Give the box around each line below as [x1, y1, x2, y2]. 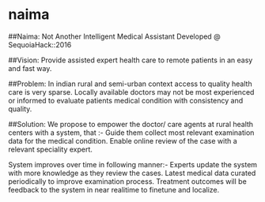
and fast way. [8, 63, 52, 73]
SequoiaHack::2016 [8, 39, 72, 49]
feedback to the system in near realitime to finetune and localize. [8, 185, 220, 194]
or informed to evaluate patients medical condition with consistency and [8, 95, 244, 105]
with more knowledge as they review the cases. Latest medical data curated [8, 168, 256, 178]
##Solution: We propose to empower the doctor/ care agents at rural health [8, 119, 254, 129]
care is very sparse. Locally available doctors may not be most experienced [8, 87, 255, 96]
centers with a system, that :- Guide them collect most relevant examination [8, 128, 255, 137]
